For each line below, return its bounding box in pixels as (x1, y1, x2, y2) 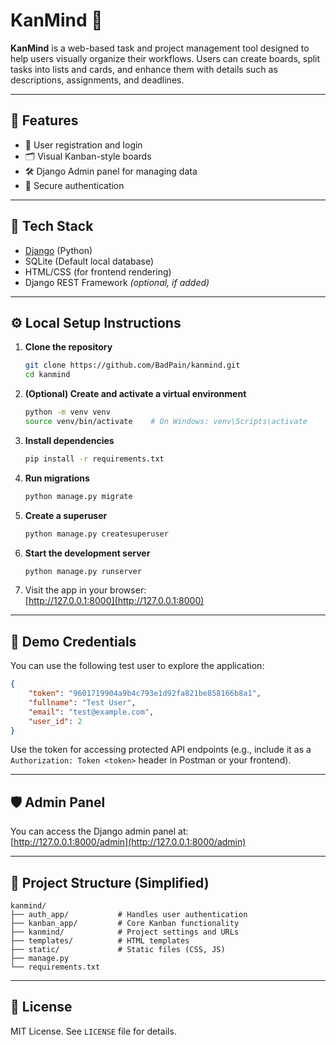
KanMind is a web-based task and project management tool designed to (10, 42, 310, 54)
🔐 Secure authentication (24, 179, 125, 191)
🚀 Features (10, 112, 79, 129)
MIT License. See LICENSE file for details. (10, 1025, 177, 1037)
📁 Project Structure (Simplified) (10, 874, 210, 891)
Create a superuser (24, 509, 108, 521)
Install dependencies (24, 434, 115, 446)
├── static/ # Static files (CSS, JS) (10, 945, 226, 955)
